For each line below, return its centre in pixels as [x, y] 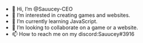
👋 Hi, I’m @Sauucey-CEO [42, 9]
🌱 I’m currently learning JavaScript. [55, 21]
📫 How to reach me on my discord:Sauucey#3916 [73, 34]
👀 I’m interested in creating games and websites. [71, 15]
